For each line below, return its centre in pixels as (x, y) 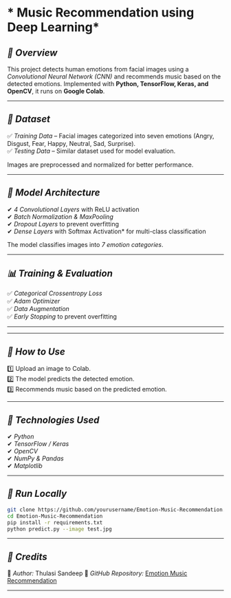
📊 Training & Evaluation (60, 274)
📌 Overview (32, 53)
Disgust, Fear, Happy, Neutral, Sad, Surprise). (71, 143)
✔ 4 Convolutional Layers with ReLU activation (73, 209)
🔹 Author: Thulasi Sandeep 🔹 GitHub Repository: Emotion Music (97, 573)
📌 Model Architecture (54, 193)
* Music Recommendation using (101, 13)
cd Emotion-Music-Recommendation (55, 516)
